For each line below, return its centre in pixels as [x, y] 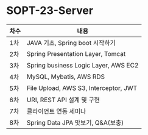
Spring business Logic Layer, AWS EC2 [83, 65]
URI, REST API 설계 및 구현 [63, 100]
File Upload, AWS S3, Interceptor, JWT [82, 88]
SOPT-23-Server [50, 11]
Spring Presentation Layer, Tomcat [76, 54]
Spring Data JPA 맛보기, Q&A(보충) [75, 122]
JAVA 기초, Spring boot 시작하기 [71, 43]
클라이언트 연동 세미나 [56, 111]
